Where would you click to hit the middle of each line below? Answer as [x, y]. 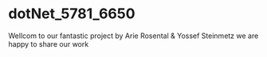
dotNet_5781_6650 [72, 14]
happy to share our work [49, 44]
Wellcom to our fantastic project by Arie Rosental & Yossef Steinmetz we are [133, 36]
